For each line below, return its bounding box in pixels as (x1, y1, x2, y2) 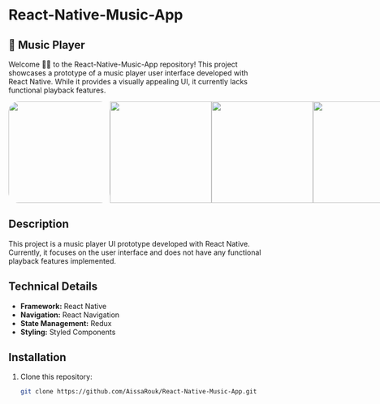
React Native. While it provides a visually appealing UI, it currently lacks (8, 77, 248, 86)
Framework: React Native (19, 301, 107, 311)
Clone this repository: (19, 372, 93, 382)
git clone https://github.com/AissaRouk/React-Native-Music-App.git (19, 388, 257, 396)
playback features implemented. (8, 256, 116, 265)
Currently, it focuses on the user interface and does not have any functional (8, 247, 261, 257)
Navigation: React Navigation (19, 310, 120, 320)
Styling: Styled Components (19, 327, 116, 337)
